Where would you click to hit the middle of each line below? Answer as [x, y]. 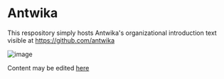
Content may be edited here [48, 68]
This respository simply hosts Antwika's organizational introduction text [112, 33]
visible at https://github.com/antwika [61, 40]
